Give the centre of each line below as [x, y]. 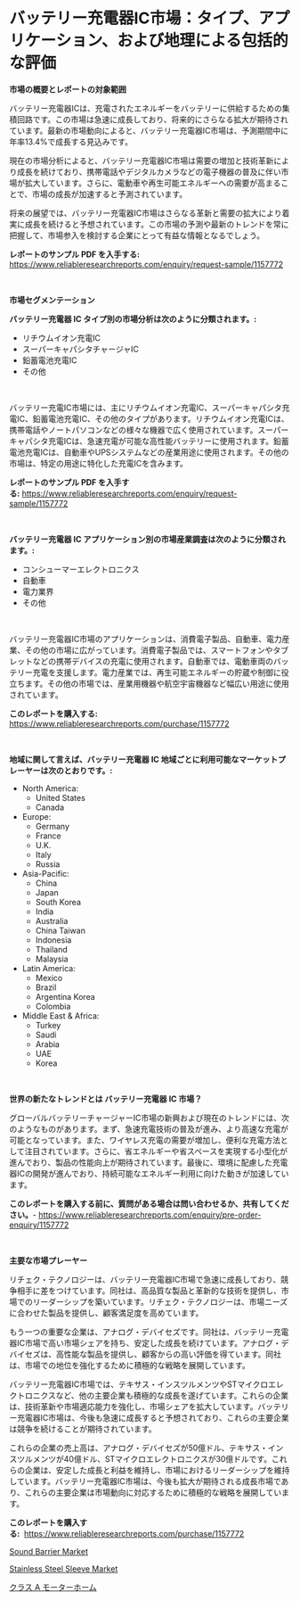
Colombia [53, 1006]
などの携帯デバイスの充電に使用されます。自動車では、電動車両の [153, 661]
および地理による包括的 [203, 41]
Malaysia [52, 959]
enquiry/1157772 [39, 1225]
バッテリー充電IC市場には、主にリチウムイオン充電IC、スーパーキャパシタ [146, 408]
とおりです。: [88, 770]
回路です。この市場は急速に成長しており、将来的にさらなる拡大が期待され [152, 119]
